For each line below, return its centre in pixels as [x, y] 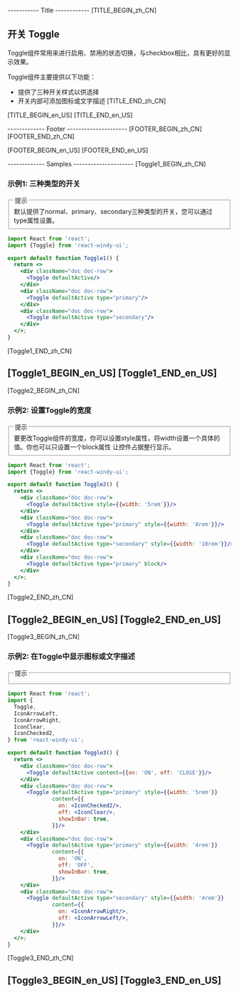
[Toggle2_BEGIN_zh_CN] [43, 390]
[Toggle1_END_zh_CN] [40, 350]
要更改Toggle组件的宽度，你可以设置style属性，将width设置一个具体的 [117, 438]
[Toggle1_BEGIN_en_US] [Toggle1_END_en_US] [112, 374]
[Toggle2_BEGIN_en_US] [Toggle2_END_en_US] [115, 619]
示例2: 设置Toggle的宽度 [49, 410]
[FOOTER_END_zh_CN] [41, 136]
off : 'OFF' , [76, 865]
